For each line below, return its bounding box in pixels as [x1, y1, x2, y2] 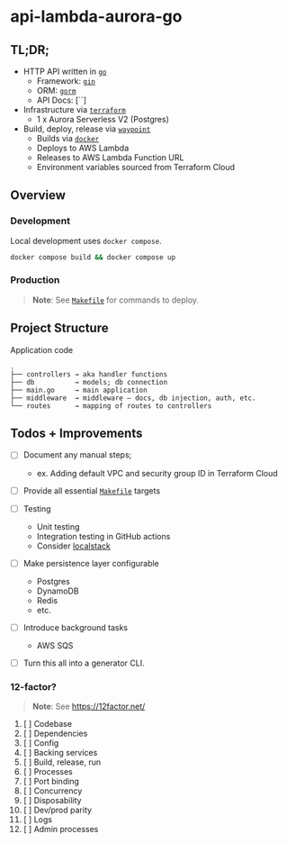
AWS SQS [36, 639, 74, 650]
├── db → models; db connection [10, 377, 168, 386]
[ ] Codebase [22, 719, 73, 730]
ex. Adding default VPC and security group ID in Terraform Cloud [36, 467, 278, 478]
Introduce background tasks [22, 621, 129, 632]
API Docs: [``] [36, 95, 86, 105]
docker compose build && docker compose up [10, 252, 176, 262]
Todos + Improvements [10, 426, 143, 441]
